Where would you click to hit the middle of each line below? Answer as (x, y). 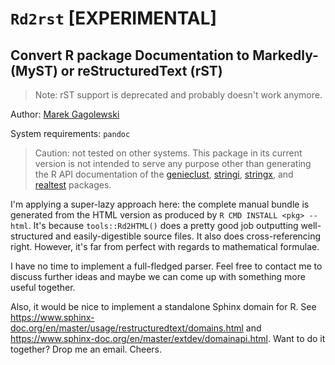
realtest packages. (73, 185)
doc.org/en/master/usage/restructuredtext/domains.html (127, 328)
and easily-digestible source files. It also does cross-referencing (188, 236)
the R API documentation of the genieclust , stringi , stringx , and (164, 174)
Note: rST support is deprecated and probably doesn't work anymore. (178, 95)
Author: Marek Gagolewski (65, 114)
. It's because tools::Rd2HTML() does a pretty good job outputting (163, 225)
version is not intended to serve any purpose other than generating (173, 163)
